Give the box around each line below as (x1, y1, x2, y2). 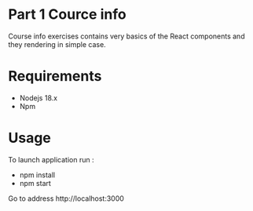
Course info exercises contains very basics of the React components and (8, 31, 245, 41)
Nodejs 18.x (19, 93, 57, 103)
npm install (19, 170, 56, 180)
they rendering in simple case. (8, 39, 106, 49)
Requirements (8, 67, 102, 85)
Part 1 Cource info (8, 5, 127, 24)
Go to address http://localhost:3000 (8, 194, 124, 203)
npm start (19, 178, 51, 187)
